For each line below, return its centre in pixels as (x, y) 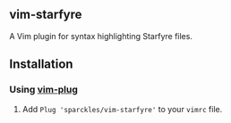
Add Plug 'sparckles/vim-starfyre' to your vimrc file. (122, 109)
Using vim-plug (44, 90)
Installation (41, 65)
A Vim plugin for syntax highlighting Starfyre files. (101, 36)
